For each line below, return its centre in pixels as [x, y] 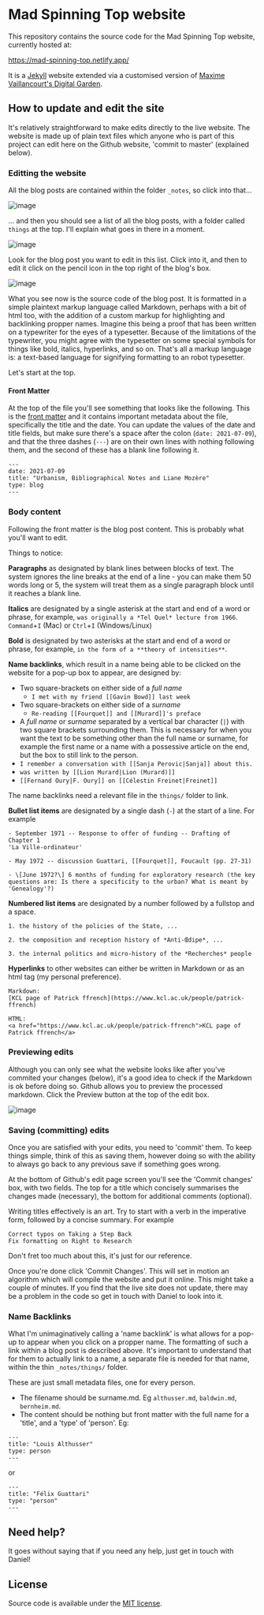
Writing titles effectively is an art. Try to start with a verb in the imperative [127, 1211]
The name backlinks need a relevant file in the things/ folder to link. [118, 795]
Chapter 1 [24, 840]
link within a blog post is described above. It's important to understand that [130, 1351]
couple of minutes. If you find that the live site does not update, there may [128, 1288]
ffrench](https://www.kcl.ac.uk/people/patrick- [164, 998]
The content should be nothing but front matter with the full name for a [134, 1415]
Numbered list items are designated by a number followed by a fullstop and [131, 903]
